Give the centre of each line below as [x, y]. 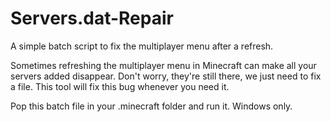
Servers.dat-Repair [92, 18]
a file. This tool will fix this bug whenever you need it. [120, 86]
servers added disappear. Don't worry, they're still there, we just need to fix [166, 76]
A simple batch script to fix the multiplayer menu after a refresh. [142, 46]
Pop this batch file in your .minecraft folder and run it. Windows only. [151, 106]
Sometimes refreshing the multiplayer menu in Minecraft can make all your [163, 65]
